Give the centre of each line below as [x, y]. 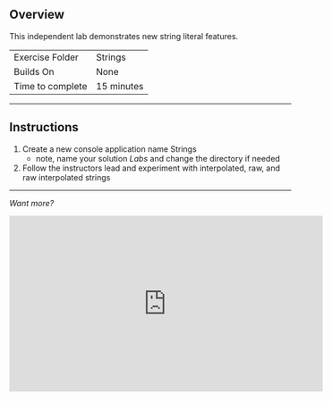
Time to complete [51, 86]
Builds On [34, 71]
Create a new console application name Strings [109, 149]
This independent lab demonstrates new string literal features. [124, 36]
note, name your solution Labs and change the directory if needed [157, 158]
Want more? [32, 203]
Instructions [44, 127]
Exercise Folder [46, 57]
